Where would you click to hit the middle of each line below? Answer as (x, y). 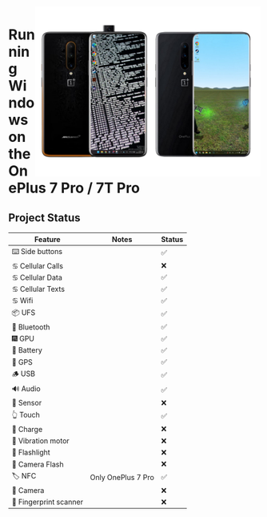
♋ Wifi (22, 301)
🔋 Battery (27, 350)
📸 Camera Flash (38, 464)
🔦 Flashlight (31, 452)
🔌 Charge (27, 429)
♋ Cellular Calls (38, 265)
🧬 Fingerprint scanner (48, 502)
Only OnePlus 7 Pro (122, 477)
